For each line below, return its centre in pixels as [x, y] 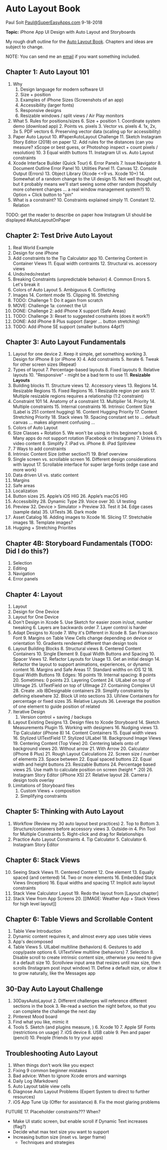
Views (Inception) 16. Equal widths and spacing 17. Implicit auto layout [84, 882]
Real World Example [33, 247]
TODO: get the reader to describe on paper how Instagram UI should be [79, 215]
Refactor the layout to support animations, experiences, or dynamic [82, 664]
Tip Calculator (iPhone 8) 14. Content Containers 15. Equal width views [84, 733]
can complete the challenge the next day [54, 1011]
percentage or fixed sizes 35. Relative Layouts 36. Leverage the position [86, 701]
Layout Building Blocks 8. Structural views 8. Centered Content [77, 648]
